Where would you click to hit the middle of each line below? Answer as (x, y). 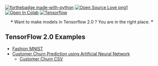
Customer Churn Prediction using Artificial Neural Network (71, 53)
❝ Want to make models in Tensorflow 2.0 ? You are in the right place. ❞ (82, 22)
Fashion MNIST (28, 49)
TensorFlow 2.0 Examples (45, 37)
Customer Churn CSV (41, 59)
